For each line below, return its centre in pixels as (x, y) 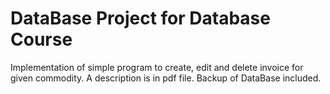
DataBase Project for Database (140, 18)
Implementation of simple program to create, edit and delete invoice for (157, 67)
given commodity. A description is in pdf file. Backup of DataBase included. (166, 78)
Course (41, 39)
